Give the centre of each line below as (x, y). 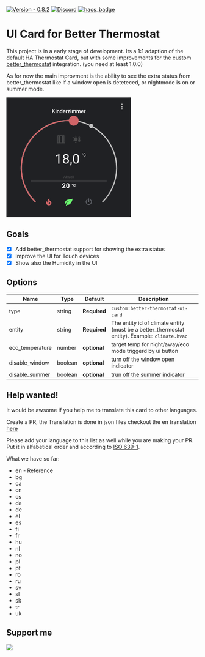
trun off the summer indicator (148, 374)
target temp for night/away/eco (150, 344)
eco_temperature (30, 347)
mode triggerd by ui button (145, 351)
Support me (29, 633)
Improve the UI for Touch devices (57, 256)
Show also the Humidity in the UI (56, 262)
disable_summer (30, 374)
